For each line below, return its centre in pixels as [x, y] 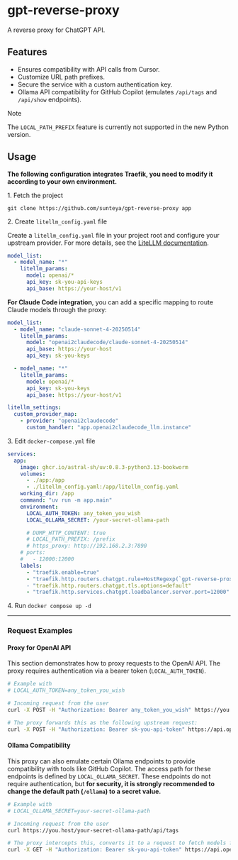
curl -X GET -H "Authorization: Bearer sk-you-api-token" [95, 850]
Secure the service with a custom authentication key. [95, 84]
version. [19, 134]
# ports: [33, 553]
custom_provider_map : [46, 414]
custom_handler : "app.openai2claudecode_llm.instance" [109, 428]
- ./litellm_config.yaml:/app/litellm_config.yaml [102, 487]
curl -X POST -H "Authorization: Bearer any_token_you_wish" [100, 710]
